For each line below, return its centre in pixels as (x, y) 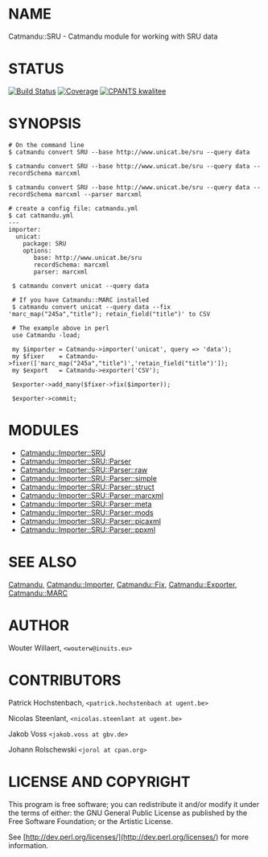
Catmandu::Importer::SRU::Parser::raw (84, 470)
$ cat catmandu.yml (41, 215)
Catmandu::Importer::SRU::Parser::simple (88, 478)
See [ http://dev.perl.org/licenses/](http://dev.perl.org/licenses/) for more (129, 837)
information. (29, 845)
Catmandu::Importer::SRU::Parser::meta (86, 504)
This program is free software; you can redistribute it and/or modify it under (134, 804)
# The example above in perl (61, 328)
